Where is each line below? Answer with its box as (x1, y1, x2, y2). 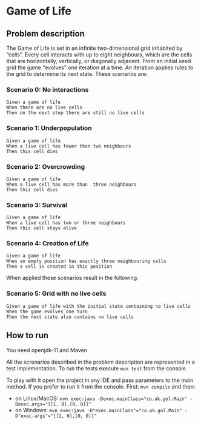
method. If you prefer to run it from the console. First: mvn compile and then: (6, 382, 196, 390)
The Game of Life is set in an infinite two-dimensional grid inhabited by (6, 44, 183, 52)
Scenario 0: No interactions (6, 85, 89, 93)
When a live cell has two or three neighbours (6, 220, 126, 226)
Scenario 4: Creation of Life (6, 239, 89, 248)
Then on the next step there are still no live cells (6, 110, 145, 116)
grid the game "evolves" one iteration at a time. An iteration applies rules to (6, 64, 194, 71)
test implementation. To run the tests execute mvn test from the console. (6, 364, 188, 372)
